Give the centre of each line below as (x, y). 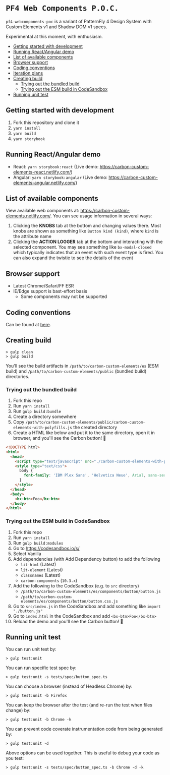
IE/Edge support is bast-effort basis (50, 291)
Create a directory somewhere (45, 416)
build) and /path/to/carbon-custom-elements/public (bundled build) (76, 371)
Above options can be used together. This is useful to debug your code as (83, 753)
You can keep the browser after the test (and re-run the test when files (79, 705)
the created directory (95, 428)
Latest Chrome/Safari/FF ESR (43, 286)
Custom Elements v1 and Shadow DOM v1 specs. (56, 27)
